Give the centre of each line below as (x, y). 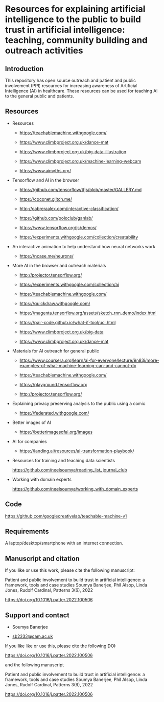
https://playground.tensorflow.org (53, 384)
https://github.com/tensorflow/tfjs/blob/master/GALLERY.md (81, 189)
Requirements (27, 531)
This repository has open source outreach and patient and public (70, 80)
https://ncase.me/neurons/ (47, 256)
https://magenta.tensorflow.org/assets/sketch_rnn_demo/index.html (88, 313)
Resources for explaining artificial (75, 9)
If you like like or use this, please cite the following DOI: (61, 646)
